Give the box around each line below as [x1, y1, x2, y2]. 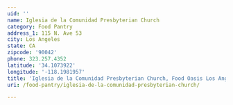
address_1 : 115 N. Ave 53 [7, 29, 82, 37]
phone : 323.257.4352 [7, 56, 67, 63]
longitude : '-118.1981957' [7, 68, 85, 75]
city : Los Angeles [7, 36, 60, 43]
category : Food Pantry [7, 23, 73, 30]
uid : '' [7, 10, 30, 17]
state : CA [7, 42, 36, 49]
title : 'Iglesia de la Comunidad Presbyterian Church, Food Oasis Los [7, 74, 216, 82]
